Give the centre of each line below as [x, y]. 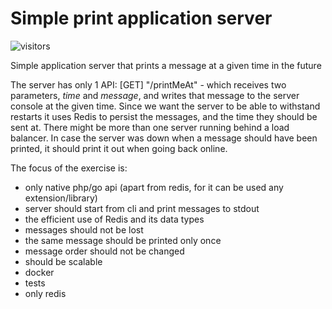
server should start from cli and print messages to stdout [142, 208]
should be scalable [63, 261]
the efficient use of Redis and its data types [114, 219]
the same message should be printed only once [123, 240]
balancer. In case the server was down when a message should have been [164, 138]
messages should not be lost [84, 229]
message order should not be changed [104, 251]
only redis [45, 293]
